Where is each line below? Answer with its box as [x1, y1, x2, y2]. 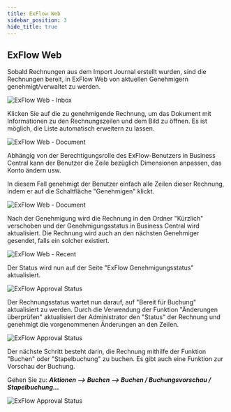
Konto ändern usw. [7, 166, 61, 175]
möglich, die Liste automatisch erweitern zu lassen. [7, 124, 155, 133]
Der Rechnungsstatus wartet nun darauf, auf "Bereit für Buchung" [7, 298, 197, 307]
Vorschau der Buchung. [7, 362, 75, 371]
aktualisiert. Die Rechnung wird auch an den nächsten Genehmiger [7, 229, 200, 237]
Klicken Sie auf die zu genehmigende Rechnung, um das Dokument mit [7, 110, 211, 118]
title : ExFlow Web [7, 10, 61, 17]
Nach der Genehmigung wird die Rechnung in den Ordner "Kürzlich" [7, 214, 204, 223]
